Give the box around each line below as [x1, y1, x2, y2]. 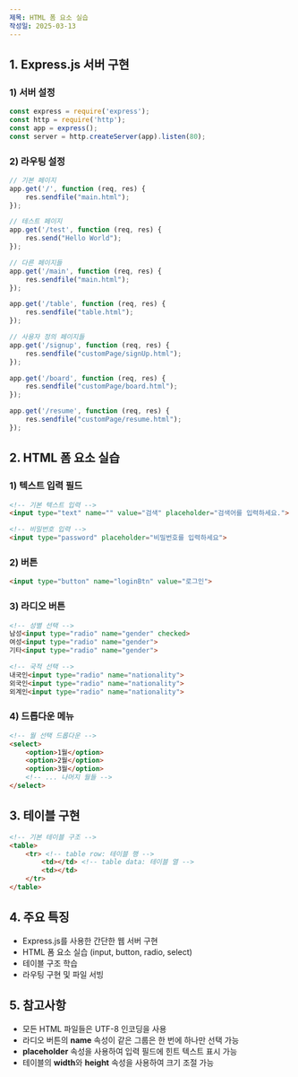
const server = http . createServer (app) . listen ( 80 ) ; [9, 132, 206, 141]
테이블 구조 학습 [21, 958, 78, 968]
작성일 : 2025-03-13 [9, 22, 76, 31]
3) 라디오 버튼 [9, 600, 65, 613]
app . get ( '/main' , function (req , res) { [9, 267, 163, 276]
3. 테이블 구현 [9, 809, 81, 824]
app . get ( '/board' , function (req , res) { [9, 373, 166, 382]
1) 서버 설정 [9, 86, 55, 99]
